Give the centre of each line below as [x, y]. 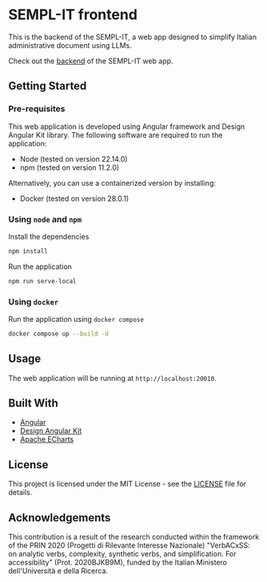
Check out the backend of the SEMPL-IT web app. [91, 61]
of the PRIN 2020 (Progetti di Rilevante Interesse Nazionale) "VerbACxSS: [129, 545]
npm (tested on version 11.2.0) [70, 167]
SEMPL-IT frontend [73, 15]
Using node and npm [45, 219]
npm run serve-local [43, 281]
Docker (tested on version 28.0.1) [74, 199]
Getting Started [48, 86]
